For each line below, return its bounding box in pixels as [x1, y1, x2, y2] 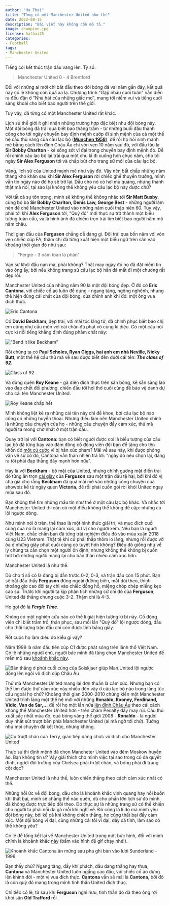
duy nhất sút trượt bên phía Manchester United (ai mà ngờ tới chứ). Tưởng [5, 718, 159, 724]
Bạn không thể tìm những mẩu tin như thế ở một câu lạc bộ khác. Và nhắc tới [5, 499, 165, 505]
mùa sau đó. [5, 489, 31, 495]
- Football [5, 41, 28, 46]
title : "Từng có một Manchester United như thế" [5, 12, 110, 17]
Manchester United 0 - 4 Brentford [17, 74, 90, 80]
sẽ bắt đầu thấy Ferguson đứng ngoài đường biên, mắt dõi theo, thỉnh [5, 577, 151, 584]
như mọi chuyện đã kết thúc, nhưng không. [5, 723, 95, 730]
